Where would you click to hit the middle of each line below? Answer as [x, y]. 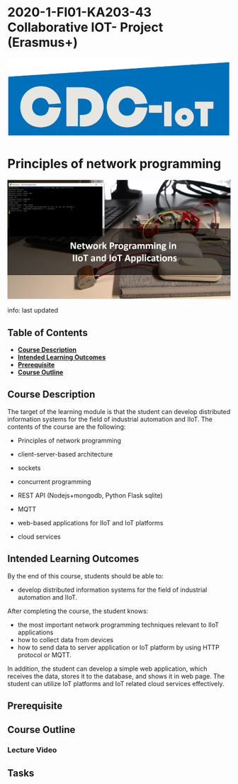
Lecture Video [32, 750]
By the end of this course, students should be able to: [86, 576]
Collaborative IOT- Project [85, 27]
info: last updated [33, 310]
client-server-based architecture [65, 454]
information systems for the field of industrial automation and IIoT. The [110, 419]
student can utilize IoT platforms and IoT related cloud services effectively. [116, 683]
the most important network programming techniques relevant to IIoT [118, 625]
